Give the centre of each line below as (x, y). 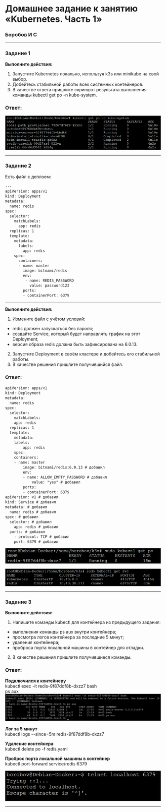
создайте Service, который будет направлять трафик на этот (76, 334)
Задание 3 (18, 602)
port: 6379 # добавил (36, 542)
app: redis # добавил (36, 527)
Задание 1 (18, 54)
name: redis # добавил (33, 512)
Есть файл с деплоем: (28, 176)
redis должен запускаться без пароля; (53, 328)
